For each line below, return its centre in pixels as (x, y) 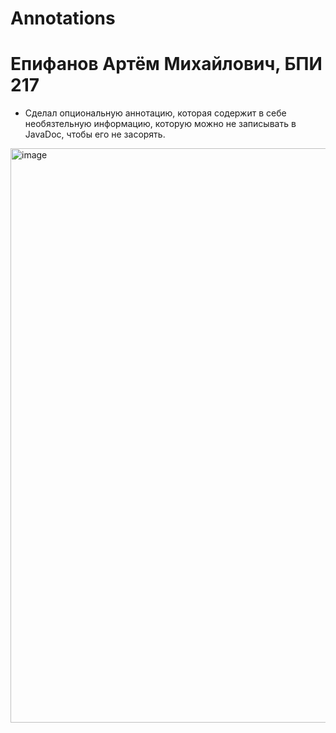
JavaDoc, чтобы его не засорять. (95, 134)
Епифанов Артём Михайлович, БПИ (166, 64)
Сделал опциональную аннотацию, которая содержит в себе (155, 113)
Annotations (63, 18)
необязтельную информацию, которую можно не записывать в (160, 124)
